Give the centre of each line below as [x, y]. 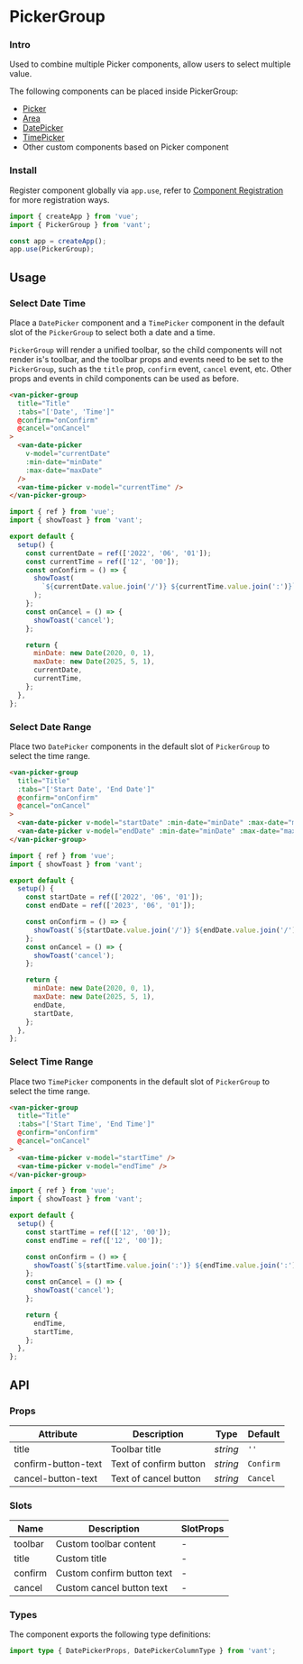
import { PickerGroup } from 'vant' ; [80, 224]
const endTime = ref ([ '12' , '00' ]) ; [95, 1240]
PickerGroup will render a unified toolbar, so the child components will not [146, 350]
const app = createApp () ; [58, 241]
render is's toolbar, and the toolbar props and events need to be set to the [147, 359]
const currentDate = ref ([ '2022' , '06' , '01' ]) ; [119, 553]
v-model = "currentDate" [68, 454]
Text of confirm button [158, 1464]
